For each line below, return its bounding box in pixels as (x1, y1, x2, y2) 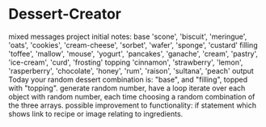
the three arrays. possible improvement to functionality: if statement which (8, 100, 257, 110)
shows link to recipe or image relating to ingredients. (8, 108, 184, 118)
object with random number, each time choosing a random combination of (8, 91, 255, 101)
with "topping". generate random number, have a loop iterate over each (8, 83, 246, 93)
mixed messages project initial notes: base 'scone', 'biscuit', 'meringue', (8, 32, 247, 41)
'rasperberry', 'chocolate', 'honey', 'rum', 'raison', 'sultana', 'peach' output (8, 66, 255, 75)
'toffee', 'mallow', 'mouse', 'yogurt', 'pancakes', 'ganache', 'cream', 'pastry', (8, 49, 259, 58)
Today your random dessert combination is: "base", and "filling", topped (8, 74, 248, 84)
